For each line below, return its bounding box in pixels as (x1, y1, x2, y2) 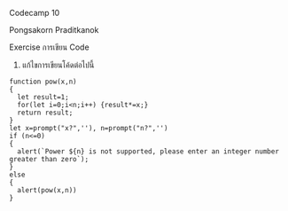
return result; (17, 108, 74, 117)
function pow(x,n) (9, 77, 77, 86)
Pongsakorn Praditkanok (9, 25, 99, 35)
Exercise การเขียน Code (9, 42, 90, 52)
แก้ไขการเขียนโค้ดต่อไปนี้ (21, 59, 95, 70)
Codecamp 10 (9, 8, 60, 18)
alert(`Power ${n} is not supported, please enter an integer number (17, 147, 279, 156)
